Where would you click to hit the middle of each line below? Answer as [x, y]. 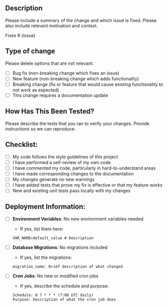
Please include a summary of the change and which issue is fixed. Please [81, 20]
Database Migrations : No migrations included [60, 247]
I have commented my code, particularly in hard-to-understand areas [84, 168]
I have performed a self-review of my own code [62, 162]
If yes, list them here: [42, 229]
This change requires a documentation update [60, 95]
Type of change [30, 51]
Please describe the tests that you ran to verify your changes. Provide [77, 123]
